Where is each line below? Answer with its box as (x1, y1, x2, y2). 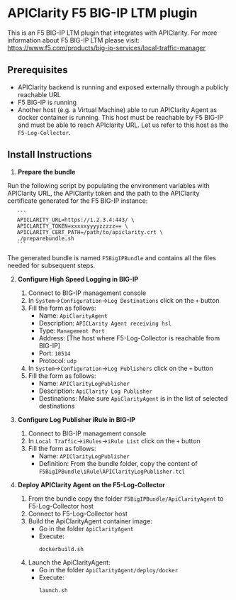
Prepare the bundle (17, 167, 76, 176)
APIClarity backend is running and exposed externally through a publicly (17, 83, 229, 91)
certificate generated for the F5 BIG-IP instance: (7, 196, 148, 205)
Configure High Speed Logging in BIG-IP (17, 274, 139, 283)
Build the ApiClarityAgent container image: (28, 516, 152, 526)
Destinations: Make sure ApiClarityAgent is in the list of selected (38, 394, 228, 402)
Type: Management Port (38, 326, 105, 335)
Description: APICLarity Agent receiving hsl (38, 318, 172, 327)
